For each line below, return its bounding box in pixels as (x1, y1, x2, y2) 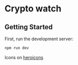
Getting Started (4, 23, 53, 31)
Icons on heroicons (4, 54, 44, 60)
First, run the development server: (4, 36, 74, 42)
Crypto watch (4, 3, 62, 14)
